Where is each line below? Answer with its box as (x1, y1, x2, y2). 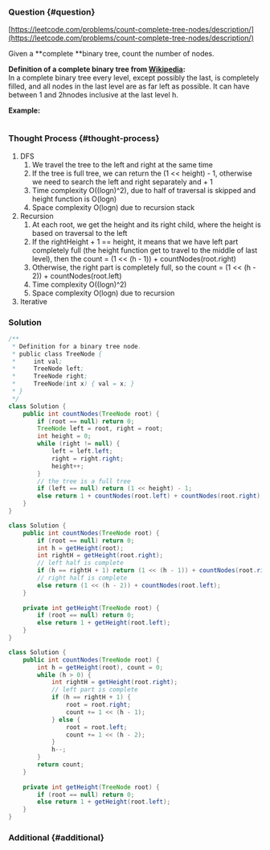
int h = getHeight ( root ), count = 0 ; (37, 663, 163, 671)
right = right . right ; (51, 454, 125, 463)
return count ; (37, 761, 84, 769)
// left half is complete (37, 559, 125, 567)
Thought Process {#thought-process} (8, 133, 160, 144)
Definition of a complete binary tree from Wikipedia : (8, 64, 186, 74)
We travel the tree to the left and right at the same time (31, 159, 213, 169)
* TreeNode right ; (11, 373, 88, 381)
